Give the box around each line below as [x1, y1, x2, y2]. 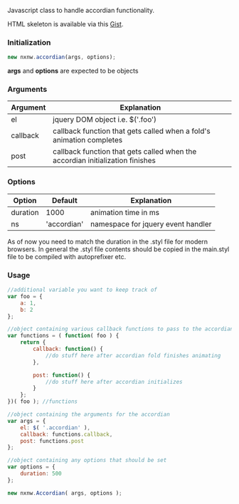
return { [20, 339, 46, 346]
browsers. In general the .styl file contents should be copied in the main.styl [7, 245, 230, 253]
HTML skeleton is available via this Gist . [7, 20, 124, 28]
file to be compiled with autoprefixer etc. [7, 252, 127, 261]
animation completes [53, 135, 123, 145]
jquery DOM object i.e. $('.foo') [53, 115, 157, 125]
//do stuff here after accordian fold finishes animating [45, 352, 221, 359]
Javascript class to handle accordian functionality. [7, 6, 155, 14]
